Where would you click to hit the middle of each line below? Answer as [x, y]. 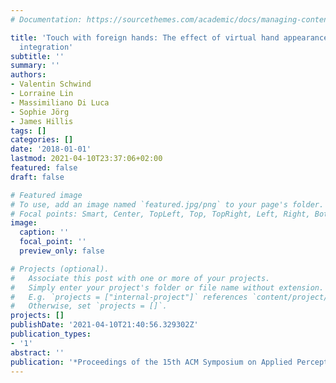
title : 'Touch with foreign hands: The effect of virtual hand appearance [169, 37]
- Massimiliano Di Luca [60, 102]
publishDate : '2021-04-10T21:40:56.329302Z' [104, 325]
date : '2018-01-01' [51, 149]
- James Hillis [42, 121]
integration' [46, 47]
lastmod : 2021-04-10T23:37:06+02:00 [86, 159]
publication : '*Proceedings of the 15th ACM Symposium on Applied [151, 362]
